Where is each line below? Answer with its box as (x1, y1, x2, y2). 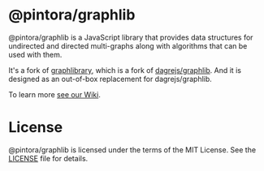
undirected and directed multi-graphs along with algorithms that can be (8, 41, 248, 50)
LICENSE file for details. (8, 153, 89, 163)
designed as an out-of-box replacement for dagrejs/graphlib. (8, 74, 213, 83)
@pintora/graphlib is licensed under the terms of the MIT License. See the (8, 144, 257, 155)
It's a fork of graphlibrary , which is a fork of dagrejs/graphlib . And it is (8, 65, 242, 75)
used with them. (8, 49, 63, 59)
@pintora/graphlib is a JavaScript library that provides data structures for (8, 32, 253, 42)
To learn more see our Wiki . (8, 89, 102, 99)
